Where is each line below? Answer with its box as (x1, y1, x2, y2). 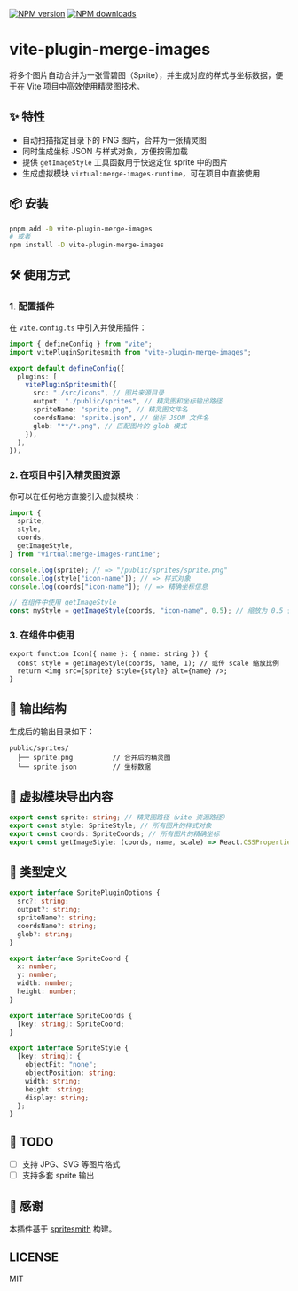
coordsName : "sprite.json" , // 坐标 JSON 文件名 (32, 413, 210, 422)
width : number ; (17, 979, 74, 988)
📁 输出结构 (9, 700, 67, 716)
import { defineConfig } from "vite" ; (9, 340, 153, 348)
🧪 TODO (9, 1134, 54, 1149)
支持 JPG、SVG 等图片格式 (21, 1159, 121, 1170)
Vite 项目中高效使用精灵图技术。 (26, 81, 145, 91)
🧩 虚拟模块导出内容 (9, 789, 114, 804)
